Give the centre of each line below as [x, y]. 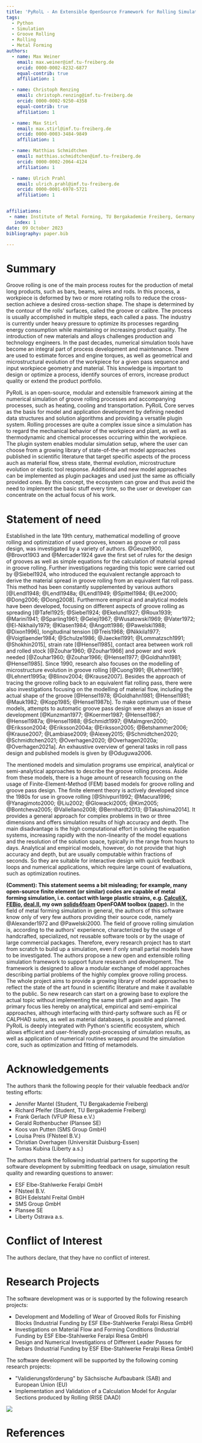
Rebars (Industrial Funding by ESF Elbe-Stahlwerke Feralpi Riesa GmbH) [104, 1349]
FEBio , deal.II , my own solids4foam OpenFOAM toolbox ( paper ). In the [95, 904]
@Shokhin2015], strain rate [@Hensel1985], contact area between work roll [99, 645]
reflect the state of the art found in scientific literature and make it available [99, 988]
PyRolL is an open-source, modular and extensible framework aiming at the [99, 393]
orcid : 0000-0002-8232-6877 [52, 68]
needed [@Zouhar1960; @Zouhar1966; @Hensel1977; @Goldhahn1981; [94, 657]
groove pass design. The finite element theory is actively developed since [98, 790]
